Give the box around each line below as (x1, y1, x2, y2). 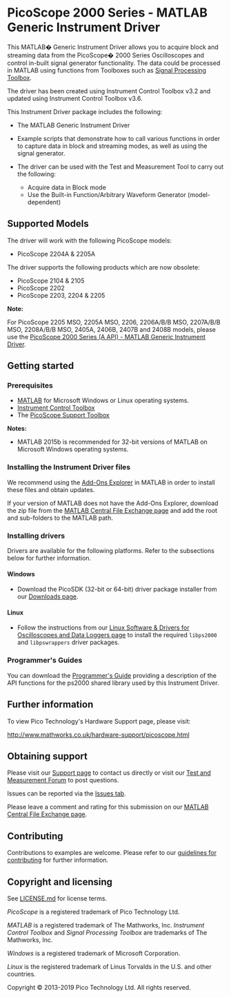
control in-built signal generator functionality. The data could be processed (7, 59, 221, 67)
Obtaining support (7, 750, 88, 762)
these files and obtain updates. (7, 485, 95, 493)
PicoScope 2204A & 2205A (17, 249, 95, 258)
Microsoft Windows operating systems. (17, 445, 129, 453)
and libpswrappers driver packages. (17, 638, 120, 647)
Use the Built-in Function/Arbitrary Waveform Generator (27, 190, 186, 198)
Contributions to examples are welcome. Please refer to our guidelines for (7, 849, 217, 857)
